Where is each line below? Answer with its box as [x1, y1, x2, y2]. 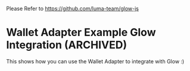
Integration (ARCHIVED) [6, 38, 127, 52]
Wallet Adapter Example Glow [6, 26, 156, 39]
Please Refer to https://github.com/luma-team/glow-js [6, 5, 139, 12]
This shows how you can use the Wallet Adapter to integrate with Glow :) [6, 57, 185, 64]
